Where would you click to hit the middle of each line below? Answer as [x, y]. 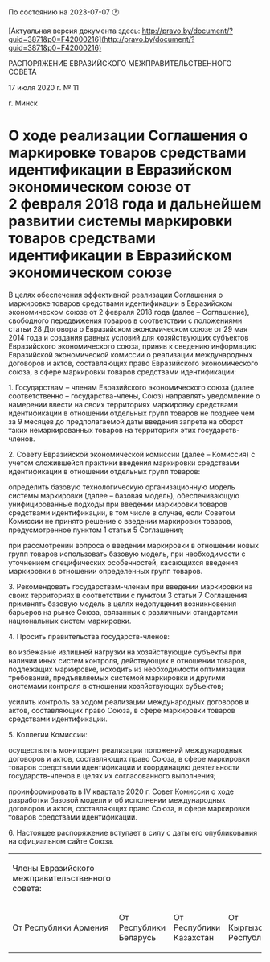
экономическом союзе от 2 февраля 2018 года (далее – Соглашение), [129, 312]
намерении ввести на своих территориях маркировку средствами [123, 404]
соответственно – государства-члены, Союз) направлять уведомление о [134, 396]
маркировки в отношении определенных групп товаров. [106, 571]
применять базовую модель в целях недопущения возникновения [123, 604]
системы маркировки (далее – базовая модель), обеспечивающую [124, 495]
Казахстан [194, 937]
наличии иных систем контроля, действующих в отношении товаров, [128, 660]
